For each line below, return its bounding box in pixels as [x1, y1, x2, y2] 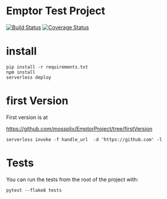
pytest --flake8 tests [6, 187, 62, 193]
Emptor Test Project [6, 4, 106, 18]
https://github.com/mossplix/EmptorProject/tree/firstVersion [6, 125, 153, 132]
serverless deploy [6, 74, 51, 81]
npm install [6, 69, 35, 75]
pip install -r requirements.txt [6, 64, 89, 70]
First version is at [6, 114, 48, 121]
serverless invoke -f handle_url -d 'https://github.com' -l [6, 136, 162, 143]
